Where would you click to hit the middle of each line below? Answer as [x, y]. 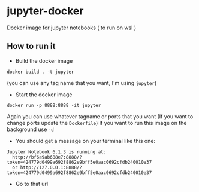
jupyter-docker [45, 11]
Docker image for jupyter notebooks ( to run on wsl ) [72, 28]
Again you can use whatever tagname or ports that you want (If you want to [100, 116]
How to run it [31, 46]
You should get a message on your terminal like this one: [85, 141]
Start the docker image [44, 95]
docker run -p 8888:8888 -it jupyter [54, 105]
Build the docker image [44, 60]
